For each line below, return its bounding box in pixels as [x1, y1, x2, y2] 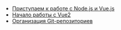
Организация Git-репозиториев [11, 18, 93, 24]
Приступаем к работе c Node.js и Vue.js [11, 5, 115, 12]
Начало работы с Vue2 [11, 11, 71, 18]
